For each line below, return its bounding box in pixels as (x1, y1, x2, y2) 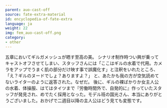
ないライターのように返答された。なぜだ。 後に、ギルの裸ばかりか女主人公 (5, 79, 159, 85)
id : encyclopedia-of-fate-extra (5, 16, 72, 21)
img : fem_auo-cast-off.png (5, 30, 61, 35)
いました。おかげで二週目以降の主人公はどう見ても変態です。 (18, 98, 145, 104)
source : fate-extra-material (5, 12, 66, 17)
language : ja (5, 21, 32, 26)
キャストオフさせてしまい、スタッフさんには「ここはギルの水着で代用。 (5, 60, 154, 66)
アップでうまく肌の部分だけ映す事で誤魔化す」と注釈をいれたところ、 (13, 66, 158, 72)
